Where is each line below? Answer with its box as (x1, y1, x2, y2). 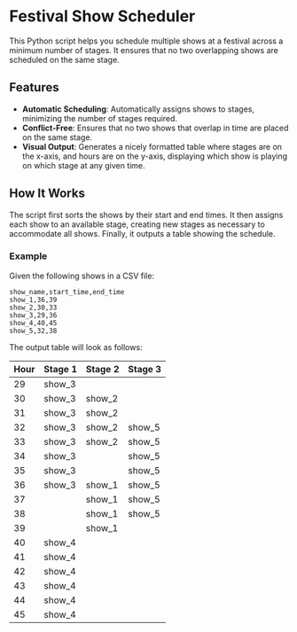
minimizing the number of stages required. (21, 113, 178, 123)
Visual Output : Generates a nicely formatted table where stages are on (21, 141, 282, 152)
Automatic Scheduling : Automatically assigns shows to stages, (21, 104, 255, 114)
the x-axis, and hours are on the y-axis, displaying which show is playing (21, 151, 288, 161)
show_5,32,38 (9, 326, 58, 335)
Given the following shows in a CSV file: (9, 270, 155, 281)
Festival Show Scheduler (9, 6, 196, 27)
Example (9, 250, 48, 262)
